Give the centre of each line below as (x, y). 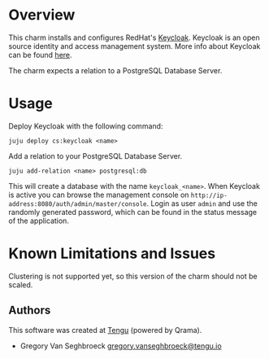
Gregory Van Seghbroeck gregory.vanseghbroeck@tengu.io (121, 346)
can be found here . (40, 55)
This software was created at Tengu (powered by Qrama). (105, 330)
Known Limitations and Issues (112, 254)
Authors (30, 311)
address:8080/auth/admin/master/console (78, 204)
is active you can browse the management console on (99, 195)
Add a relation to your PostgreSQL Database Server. (95, 155)
